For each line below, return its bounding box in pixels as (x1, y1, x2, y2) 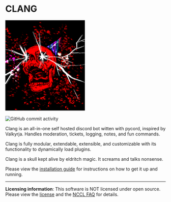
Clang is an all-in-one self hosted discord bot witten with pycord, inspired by (5, 126, 166, 132)
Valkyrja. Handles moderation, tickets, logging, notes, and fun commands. (5, 131, 160, 137)
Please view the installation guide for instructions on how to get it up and (5, 166, 158, 172)
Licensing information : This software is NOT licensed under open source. (5, 186, 161, 192)
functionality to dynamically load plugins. (5, 146, 92, 153)
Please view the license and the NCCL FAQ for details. (5, 191, 119, 197)
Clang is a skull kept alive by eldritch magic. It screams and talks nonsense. (5, 156, 164, 162)
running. (5, 171, 23, 178)
